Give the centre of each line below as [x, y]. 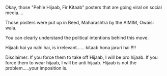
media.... [15, 13]
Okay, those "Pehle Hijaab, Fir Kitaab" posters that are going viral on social [83, 7]
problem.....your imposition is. [36, 68]
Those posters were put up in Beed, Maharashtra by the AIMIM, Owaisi [79, 23]
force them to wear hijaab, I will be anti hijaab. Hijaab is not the [71, 63]
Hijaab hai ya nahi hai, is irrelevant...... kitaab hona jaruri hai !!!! [71, 47]
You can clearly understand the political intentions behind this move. [77, 38]
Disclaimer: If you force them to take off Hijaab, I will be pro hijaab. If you [81, 57]
